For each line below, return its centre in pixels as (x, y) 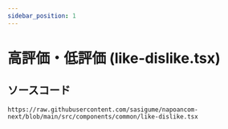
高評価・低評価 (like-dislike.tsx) (114, 58)
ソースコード (39, 91)
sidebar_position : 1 (42, 16)
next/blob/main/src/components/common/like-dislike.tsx (103, 117)
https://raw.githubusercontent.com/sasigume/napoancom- (103, 110)
